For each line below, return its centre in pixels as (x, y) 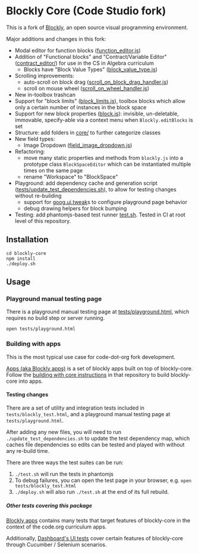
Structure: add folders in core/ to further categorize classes (88, 133)
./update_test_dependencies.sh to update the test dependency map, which (98, 438)
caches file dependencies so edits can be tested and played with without (96, 445)
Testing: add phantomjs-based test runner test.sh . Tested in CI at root (100, 215)
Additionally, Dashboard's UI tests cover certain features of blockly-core (94, 538)
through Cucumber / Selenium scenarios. (56, 544)
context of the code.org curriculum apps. (56, 527)
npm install (21, 259)
